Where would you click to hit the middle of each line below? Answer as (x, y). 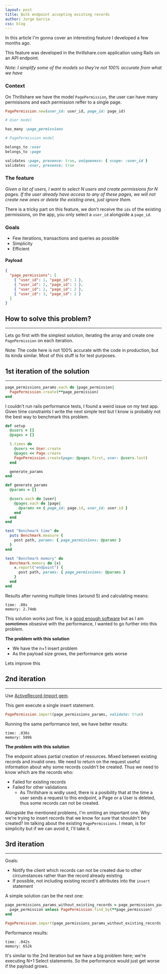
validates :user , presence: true (40, 165)
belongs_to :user (23, 147)
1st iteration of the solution (47, 371)
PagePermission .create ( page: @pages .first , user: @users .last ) (81, 458)
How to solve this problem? (48, 318)
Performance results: (27, 933)
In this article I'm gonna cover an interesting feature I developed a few (77, 38)
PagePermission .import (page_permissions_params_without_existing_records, (84, 923)
